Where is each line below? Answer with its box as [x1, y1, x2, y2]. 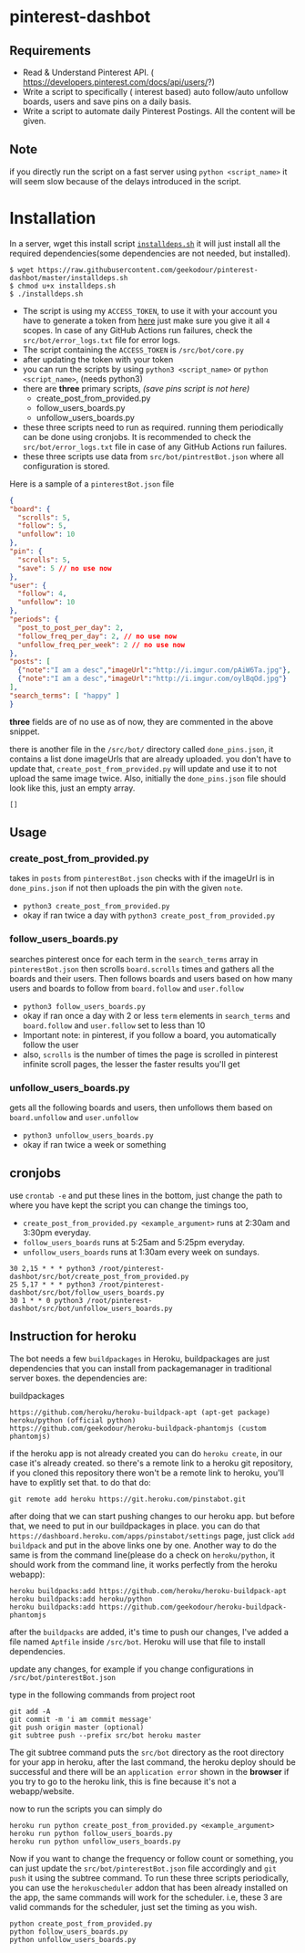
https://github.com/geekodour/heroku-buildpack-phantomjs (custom [9, 1423, 267, 1433]
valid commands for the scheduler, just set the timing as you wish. [9, 1901, 258, 1912]
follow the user [22, 1039, 79, 1050]
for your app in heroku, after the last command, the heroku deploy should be [9, 1756, 296, 1768]
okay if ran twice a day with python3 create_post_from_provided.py [22, 910, 276, 921]
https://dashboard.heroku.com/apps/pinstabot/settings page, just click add [9, 1529, 295, 1540]
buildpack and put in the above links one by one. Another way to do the [9, 1539, 278, 1550]
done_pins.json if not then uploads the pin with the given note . [9, 883, 243, 894]
